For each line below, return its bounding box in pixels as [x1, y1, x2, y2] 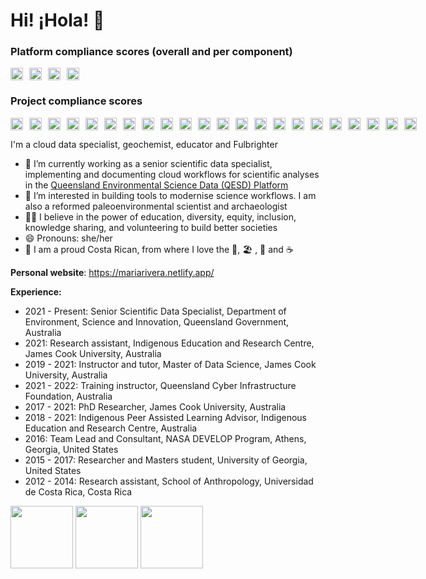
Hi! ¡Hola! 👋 [10, 9, 105, 32]
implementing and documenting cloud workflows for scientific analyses [24, 168, 320, 180]
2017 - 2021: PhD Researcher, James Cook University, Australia [24, 400, 287, 413]
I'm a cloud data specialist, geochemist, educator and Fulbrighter [10, 138, 278, 150]
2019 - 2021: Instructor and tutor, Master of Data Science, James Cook [24, 358, 317, 370]
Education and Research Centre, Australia [24, 422, 198, 434]
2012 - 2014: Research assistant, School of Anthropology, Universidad [24, 475, 314, 487]
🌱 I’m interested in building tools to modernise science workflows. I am [24, 189, 317, 201]
